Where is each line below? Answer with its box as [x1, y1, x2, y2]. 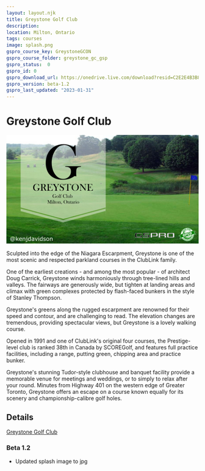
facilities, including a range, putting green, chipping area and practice [6, 350, 181, 357]
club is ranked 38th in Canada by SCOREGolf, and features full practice [19, 343, 198, 351]
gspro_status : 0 [6, 61, 51, 67]
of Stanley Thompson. [6, 294, 62, 301]
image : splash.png [6, 42, 53, 48]
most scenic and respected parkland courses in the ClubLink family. [6, 256, 177, 263]
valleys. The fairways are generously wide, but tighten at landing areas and [6, 281, 195, 288]
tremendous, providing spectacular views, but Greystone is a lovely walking [6, 319, 196, 326]
